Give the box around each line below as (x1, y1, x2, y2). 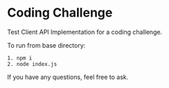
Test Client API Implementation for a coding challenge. (7, 28, 163, 36)
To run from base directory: (7, 41, 86, 49)
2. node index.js (7, 60, 57, 67)
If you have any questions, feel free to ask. (7, 73, 129, 81)
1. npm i (7, 54, 33, 62)
